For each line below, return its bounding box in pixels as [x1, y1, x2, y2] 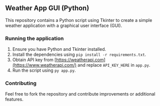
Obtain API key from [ [12, 57, 56, 63]
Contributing [5, 80, 37, 87]
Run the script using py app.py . [12, 67, 76, 74]
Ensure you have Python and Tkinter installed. [12, 46, 107, 52]
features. [5, 97, 24, 103]
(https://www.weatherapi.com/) [12, 62, 77, 68]
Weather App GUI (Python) [5, 4, 89, 12]
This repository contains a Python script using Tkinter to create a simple [5, 17, 153, 23]
